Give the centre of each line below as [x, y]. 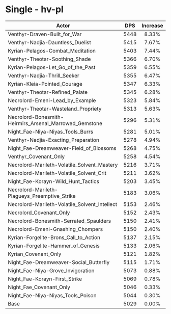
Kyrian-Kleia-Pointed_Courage [45, 84]
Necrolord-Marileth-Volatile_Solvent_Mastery [63, 165]
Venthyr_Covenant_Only [36, 156]
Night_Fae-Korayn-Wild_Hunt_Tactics [53, 181]
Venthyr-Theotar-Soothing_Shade [49, 59]
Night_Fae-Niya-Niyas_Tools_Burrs [50, 132]
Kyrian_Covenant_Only [35, 254]
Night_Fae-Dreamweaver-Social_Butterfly [59, 262]
